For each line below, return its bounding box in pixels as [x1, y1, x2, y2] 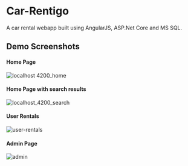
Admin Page [6, 140, 37, 147]
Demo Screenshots [6, 41, 80, 52]
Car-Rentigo [6, 4, 70, 18]
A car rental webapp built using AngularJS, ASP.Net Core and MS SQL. [6, 24, 183, 31]
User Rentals [6, 112, 39, 120]
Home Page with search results [6, 85, 86, 93]
